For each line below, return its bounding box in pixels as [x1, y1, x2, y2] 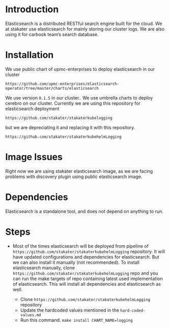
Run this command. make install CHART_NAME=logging [20, 317, 133, 323]
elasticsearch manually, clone [12, 264, 75, 271]
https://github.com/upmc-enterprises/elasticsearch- [5, 81, 120, 86]
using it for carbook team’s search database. [5, 31, 99, 37]
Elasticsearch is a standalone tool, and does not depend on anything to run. [5, 208, 164, 214]
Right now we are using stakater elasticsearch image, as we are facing [5, 168, 153, 174]
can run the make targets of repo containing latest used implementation [12, 275, 163, 282]
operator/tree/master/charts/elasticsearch [5, 86, 99, 91]
